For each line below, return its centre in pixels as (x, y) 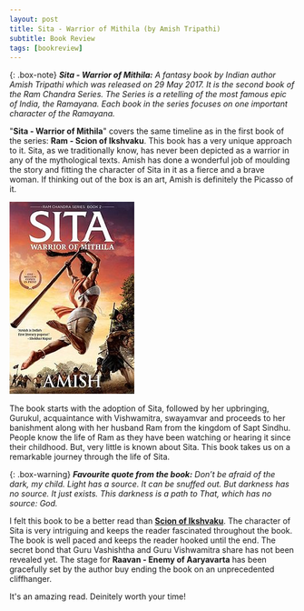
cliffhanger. (31, 579)
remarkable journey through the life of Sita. (90, 457)
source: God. (34, 504)
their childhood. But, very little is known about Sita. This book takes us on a (150, 447)
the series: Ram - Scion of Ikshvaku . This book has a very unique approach (151, 141)
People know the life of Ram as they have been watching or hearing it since (150, 437)
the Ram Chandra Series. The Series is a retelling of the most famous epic (148, 95)
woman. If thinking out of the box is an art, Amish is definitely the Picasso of (152, 180)
